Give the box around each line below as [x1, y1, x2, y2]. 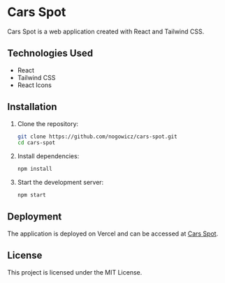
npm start [17, 192, 47, 199]
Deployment [7, 211, 62, 223]
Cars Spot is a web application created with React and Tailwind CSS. [7, 27, 205, 36]
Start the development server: [17, 178, 104, 187]
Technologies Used [7, 47, 93, 59]
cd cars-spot [17, 139, 56, 146]
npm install [17, 165, 52, 173]
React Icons [17, 81, 52, 89]
